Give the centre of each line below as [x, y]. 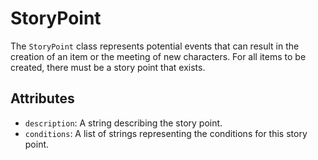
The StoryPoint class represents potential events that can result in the [155, 46]
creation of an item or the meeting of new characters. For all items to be [158, 56]
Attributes [42, 98]
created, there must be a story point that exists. [108, 67]
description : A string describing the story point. [123, 123]
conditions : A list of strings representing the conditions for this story [166, 133]
